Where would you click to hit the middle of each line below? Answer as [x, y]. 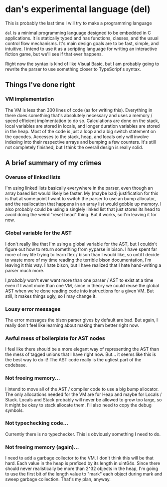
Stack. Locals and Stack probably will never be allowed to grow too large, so [83, 399]
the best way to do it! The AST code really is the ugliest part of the [73, 360]
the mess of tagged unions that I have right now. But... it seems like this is [81, 354]
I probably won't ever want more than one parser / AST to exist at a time [79, 280]
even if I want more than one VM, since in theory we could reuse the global [82, 285]
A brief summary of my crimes [53, 163]
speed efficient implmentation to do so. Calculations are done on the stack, [82, 121]
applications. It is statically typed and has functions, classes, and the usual [82, 38]
